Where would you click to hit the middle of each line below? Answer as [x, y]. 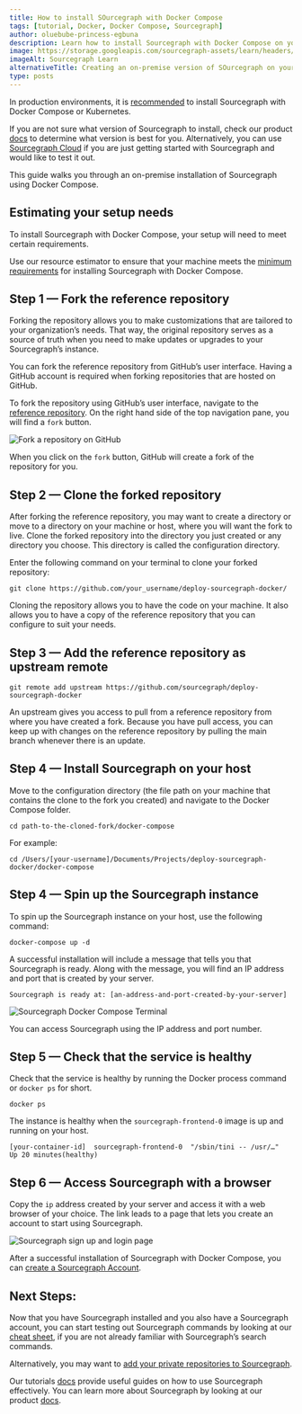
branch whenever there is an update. [78, 741]
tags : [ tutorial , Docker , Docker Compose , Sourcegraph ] [116, 26]
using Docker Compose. [54, 184]
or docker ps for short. [51, 1088]
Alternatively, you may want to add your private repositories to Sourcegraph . [151, 1364]
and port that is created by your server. [82, 978]
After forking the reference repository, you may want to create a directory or [151, 517]
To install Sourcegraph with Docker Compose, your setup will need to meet [148, 234]
